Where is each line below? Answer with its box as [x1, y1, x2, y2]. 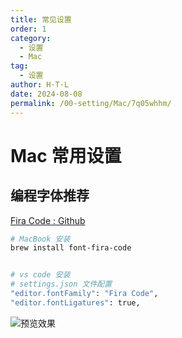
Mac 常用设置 [10, 144, 122, 167]
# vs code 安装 [10, 270, 71, 280]
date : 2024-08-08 [10, 89, 83, 99]
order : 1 [10, 24, 47, 34]
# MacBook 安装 [10, 234, 71, 244]
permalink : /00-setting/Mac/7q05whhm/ [10, 98, 172, 108]
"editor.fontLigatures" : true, [10, 297, 141, 308]
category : [10, 33, 52, 43]
